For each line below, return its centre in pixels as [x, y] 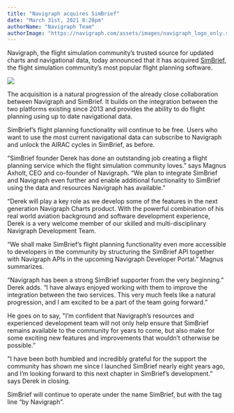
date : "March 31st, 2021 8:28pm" [56, 20]
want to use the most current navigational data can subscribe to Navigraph [115, 137]
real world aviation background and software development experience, [109, 216]
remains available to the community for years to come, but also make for [111, 331]
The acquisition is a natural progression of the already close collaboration [112, 94]
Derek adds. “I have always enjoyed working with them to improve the [107, 288]
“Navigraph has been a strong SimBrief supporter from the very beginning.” [116, 280]
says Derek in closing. [39, 381]
